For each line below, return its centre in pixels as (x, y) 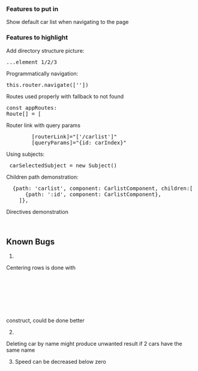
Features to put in (32, 9)
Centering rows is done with (41, 268)
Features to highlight (37, 38)
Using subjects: (25, 154)
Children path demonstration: (43, 177)
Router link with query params (43, 125)
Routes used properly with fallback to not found (65, 96)
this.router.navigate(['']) (47, 85)
